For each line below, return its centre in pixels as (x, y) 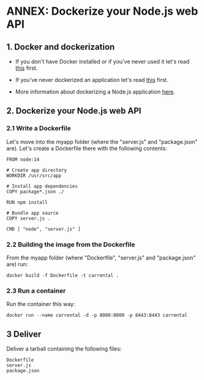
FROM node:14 (23, 159)
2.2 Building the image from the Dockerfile (71, 244)
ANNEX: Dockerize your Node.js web (102, 11)
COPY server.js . (28, 218)
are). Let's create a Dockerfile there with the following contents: (87, 148)
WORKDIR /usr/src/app (34, 176)
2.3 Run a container (36, 291)
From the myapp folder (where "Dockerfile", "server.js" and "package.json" (101, 258)
